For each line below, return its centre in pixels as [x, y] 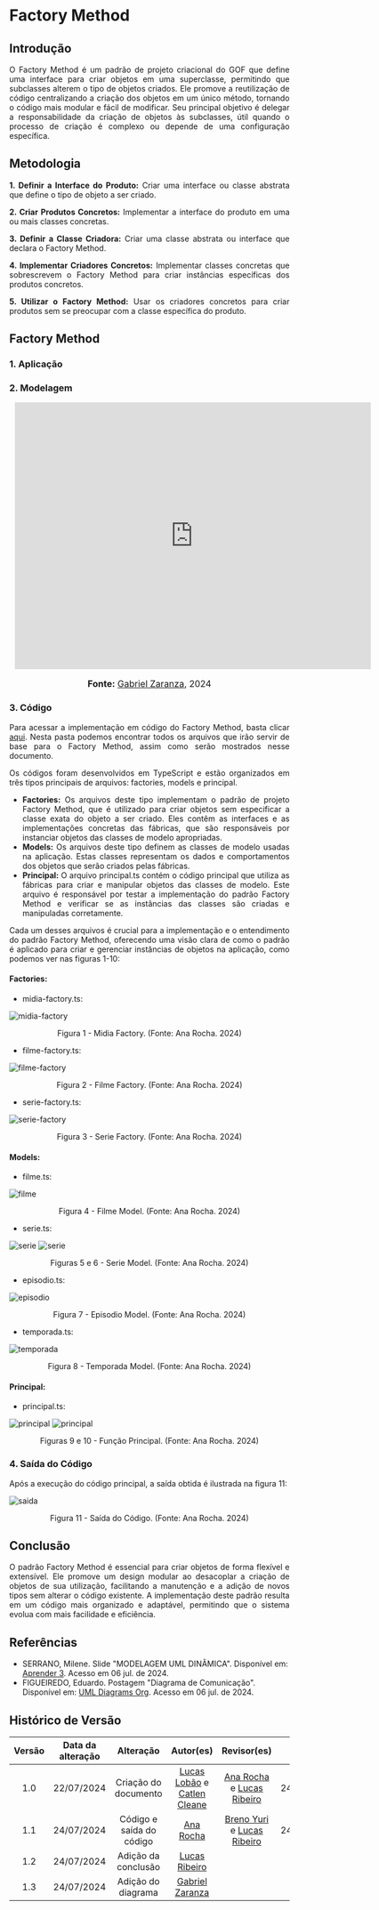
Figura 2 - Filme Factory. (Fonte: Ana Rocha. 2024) [149, 1084]
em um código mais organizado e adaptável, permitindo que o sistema [149, 1605]
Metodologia [45, 164]
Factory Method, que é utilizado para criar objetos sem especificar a [156, 809]
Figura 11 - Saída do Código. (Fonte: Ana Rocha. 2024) [149, 1518]
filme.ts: [37, 1177]
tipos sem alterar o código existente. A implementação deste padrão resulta [149, 1596]
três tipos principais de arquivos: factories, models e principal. [124, 782]
